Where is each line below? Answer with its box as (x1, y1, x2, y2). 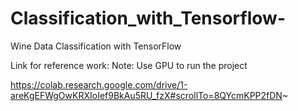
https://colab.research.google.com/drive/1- (10, 78, 188, 91)
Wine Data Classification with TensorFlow (10, 40, 182, 52)
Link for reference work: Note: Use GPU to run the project (10, 59, 248, 71)
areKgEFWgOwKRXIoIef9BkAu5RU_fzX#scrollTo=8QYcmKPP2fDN (10, 89, 283, 101)
